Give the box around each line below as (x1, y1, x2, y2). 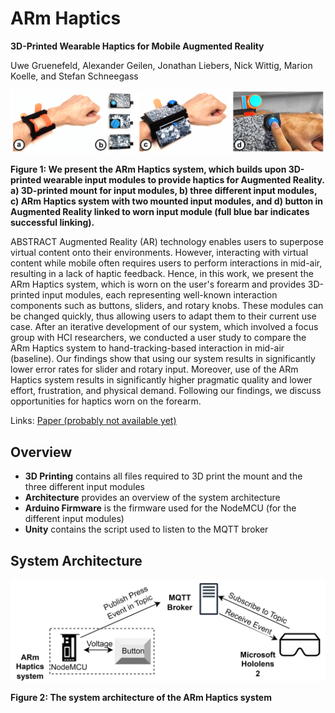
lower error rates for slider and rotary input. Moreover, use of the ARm (10, 363, 299, 376)
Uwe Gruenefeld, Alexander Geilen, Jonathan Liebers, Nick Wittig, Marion (10, 59, 313, 71)
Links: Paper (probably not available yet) (10, 415, 177, 427)
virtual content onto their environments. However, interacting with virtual (10, 247, 309, 259)
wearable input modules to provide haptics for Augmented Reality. (43, 174, 325, 186)
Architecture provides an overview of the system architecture (24, 492, 281, 504)
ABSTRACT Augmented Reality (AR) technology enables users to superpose (10, 236, 324, 248)
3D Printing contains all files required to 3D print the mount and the (24, 470, 303, 482)
